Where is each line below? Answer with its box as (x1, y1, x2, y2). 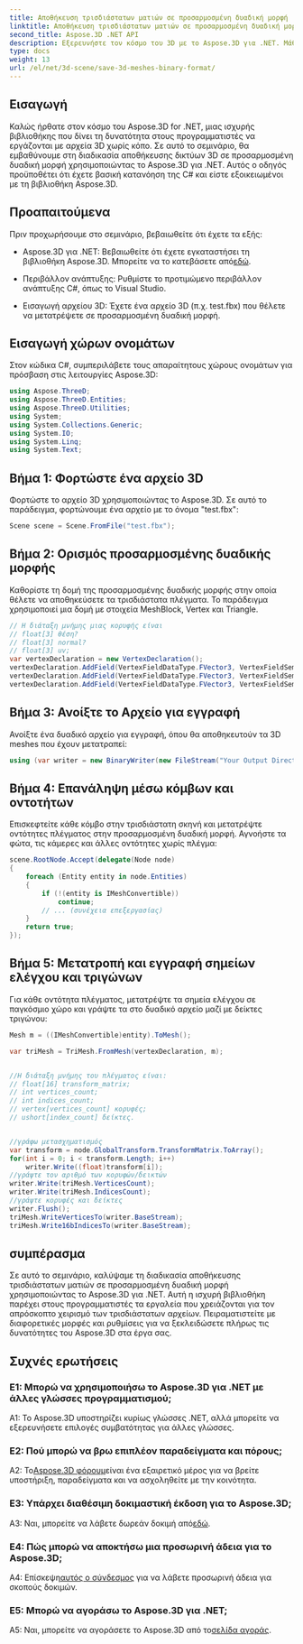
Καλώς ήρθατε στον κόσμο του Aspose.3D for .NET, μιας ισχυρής (9, 121, 255, 132)
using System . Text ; (9, 446, 83, 455)
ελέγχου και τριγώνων (9, 970, 142, 985)
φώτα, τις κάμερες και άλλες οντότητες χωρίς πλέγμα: (9, 838, 218, 849)
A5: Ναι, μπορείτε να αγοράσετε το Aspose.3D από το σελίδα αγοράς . (9, 1625, 272, 1636)
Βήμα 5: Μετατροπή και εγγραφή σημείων (9, 956, 255, 971)
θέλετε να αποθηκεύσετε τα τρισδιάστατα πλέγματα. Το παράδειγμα (9, 594, 269, 605)
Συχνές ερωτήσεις (9, 1353, 119, 1369)
